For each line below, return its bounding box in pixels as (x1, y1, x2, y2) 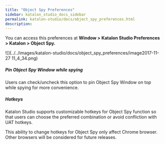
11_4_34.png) (11, 55, 38, 61)
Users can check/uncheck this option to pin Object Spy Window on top (5, 79, 151, 85)
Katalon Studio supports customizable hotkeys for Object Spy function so (5, 108, 156, 115)
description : (5, 21, 32, 26)
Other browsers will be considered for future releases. (5, 134, 116, 140)
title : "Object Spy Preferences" (5, 7, 75, 12)
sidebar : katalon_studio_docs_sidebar (5, 12, 86, 17)
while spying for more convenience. (5, 84, 79, 90)
